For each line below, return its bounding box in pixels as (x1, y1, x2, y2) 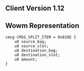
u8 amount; (14, 57, 38, 62)
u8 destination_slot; (14, 53, 60, 58)
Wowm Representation (5, 21, 79, 30)
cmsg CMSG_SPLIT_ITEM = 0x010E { (5, 35, 76, 40)
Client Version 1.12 (5, 4, 65, 13)
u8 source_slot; (14, 44, 49, 49)
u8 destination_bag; (14, 48, 58, 53)
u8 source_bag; (14, 39, 47, 45)
